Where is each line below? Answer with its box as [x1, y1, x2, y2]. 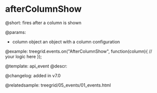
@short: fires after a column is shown [5, 20, 82, 26]
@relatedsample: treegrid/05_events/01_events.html [5, 82, 111, 88]
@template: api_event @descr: [5, 63, 68, 69]
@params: [5, 29, 26, 35]
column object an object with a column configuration [12, 38, 120, 45]
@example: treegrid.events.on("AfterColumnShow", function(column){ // [5, 48, 153, 54]
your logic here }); [5, 53, 42, 60]
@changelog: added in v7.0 [5, 72, 61, 78]
